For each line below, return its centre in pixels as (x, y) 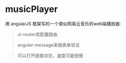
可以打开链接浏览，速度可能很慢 (50, 55)
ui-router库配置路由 (37, 34)
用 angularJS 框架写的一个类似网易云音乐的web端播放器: (63, 23)
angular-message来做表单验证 (49, 45)
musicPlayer (32, 9)
